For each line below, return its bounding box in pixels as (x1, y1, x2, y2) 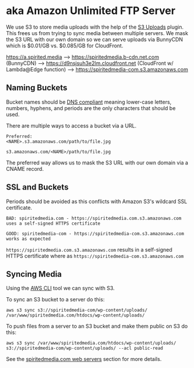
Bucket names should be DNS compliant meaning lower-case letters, (6, 98, 172, 105)
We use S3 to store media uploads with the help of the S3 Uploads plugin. (6, 23, 184, 30)
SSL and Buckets (6, 183, 69, 192)
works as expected (6, 236, 51, 242)
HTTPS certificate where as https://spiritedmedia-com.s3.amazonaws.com (6, 252, 184, 259)
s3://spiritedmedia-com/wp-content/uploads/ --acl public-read (6, 345, 164, 352)
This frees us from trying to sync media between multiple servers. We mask (6, 29, 189, 36)
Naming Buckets (6, 83, 68, 93)
